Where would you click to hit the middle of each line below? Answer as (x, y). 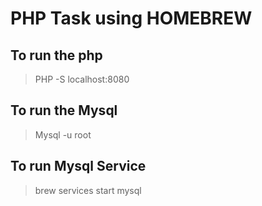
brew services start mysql (88, 190)
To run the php (56, 55)
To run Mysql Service (78, 166)
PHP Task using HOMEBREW (131, 18)
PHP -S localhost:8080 (82, 79)
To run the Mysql (64, 110)
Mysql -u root (63, 134)
